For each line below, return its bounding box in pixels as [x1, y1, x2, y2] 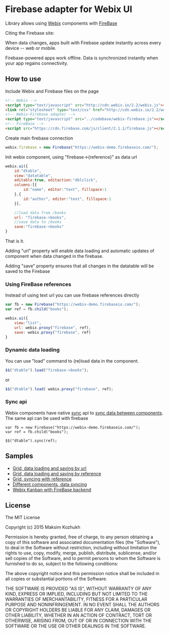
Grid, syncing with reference [12, 476, 72, 482]
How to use [5, 75, 41, 84]
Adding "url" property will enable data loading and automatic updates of [5, 248, 154, 254]
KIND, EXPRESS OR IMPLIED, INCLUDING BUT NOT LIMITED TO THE [5, 591, 148, 597]
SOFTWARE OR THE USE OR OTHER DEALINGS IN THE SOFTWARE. [5, 623, 146, 629]
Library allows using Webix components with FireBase [5, 20, 117, 26]
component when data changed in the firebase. [5, 253, 104, 259]
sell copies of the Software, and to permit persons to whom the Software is [5, 555, 161, 561]
